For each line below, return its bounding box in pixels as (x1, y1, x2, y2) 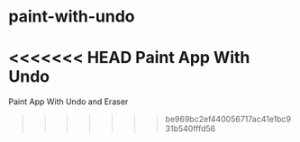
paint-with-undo (8, 6, 136, 27)
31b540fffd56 (165, 123, 216, 134)
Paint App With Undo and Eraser (8, 96, 129, 107)
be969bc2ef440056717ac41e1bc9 (165, 114, 292, 125)
